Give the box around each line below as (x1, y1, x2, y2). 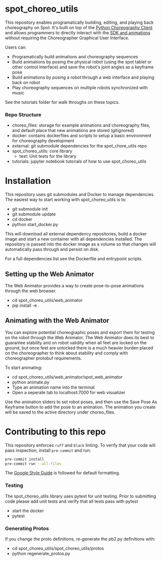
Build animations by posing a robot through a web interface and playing (12, 74, 155, 80)
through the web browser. (5, 288, 57, 294)
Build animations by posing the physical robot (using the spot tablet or (12, 59, 152, 65)
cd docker (12, 216, 33, 222)
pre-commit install (5, 457, 44, 462)
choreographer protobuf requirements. (5, 355, 82, 361)
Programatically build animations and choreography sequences (12, 53, 138, 59)
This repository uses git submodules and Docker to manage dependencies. (5, 192, 155, 198)
